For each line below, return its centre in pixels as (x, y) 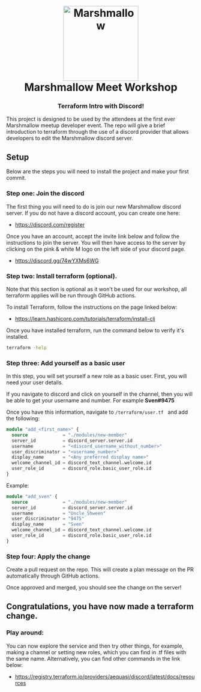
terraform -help (26, 347)
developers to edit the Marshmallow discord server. (70, 138)
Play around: (25, 633)
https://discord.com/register (50, 224)
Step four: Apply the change (48, 556)
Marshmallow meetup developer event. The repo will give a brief (86, 125)
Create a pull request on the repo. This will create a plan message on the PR (100, 570)
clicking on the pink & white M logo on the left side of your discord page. (96, 249)
